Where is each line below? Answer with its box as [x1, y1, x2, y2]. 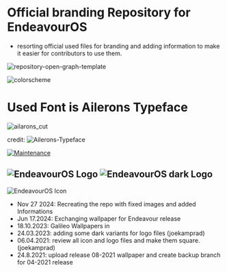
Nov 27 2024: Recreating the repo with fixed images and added [16, 200, 196, 208]
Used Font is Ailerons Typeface [7, 100, 188, 115]
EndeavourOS [7, 19, 88, 35]
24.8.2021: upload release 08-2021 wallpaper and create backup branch [16, 251, 221, 259]
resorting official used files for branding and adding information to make [16, 42, 220, 50]
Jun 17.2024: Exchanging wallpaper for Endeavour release [16, 214, 181, 223]
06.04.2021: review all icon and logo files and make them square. [16, 236, 200, 244]
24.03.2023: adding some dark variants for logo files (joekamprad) [16, 229, 205, 237]
